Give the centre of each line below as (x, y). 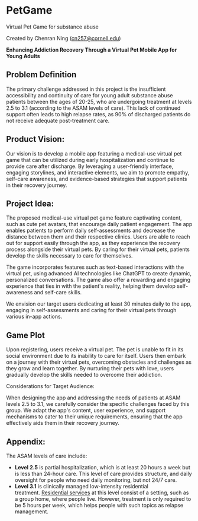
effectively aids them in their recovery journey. (63, 423)
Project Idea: (30, 203)
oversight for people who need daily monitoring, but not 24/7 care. (96, 480)
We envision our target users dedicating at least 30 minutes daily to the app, (99, 304)
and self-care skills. (58, 293)
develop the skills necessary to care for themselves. (69, 256)
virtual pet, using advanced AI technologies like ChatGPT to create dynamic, (99, 274)
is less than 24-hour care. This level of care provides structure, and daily (103, 474)
